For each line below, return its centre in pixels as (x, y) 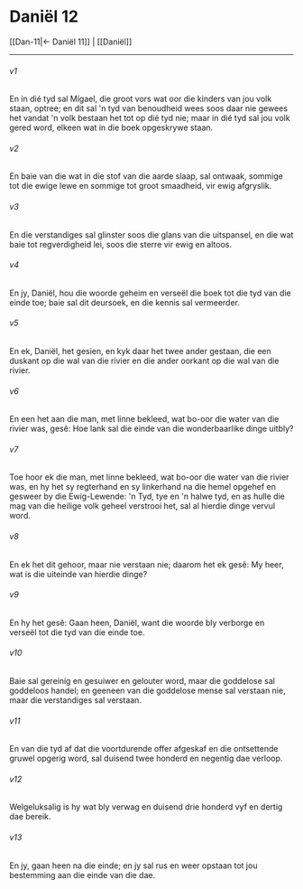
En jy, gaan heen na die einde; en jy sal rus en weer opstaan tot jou (133, 866)
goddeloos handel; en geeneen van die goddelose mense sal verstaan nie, (147, 690)
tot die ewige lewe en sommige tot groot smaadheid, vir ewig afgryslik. (141, 186)
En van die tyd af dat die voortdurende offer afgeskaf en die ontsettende (144, 749)
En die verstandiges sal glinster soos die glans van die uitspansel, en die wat (151, 234)
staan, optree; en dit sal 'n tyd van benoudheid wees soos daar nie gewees (149, 108)
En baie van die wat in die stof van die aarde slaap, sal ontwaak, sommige (147, 176)
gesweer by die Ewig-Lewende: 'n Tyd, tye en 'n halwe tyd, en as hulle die (147, 496)
